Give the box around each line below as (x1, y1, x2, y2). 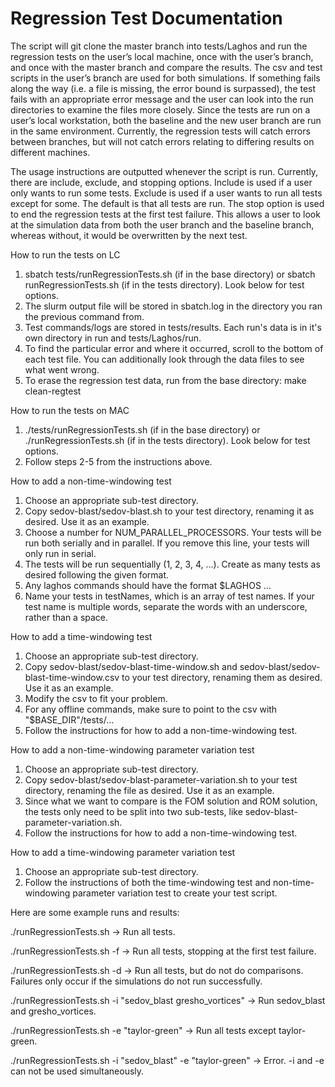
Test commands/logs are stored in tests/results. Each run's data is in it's (24, 321, 322, 333)
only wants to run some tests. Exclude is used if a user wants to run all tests (10, 187, 323, 199)
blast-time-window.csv (24, 671, 120, 683)
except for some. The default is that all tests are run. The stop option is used (10, 197, 325, 209)
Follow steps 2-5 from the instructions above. (24, 455, 213, 467)
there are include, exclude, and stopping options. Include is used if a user (10, 176, 313, 188)
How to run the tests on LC (10, 248, 121, 261)
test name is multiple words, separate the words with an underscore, (24, 600, 308, 612)
